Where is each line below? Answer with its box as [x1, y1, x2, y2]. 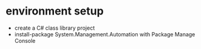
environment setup [5, 4, 104, 18]
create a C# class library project [14, 24, 95, 31]
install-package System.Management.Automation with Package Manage [14, 30, 196, 38]
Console [14, 37, 36, 44]
